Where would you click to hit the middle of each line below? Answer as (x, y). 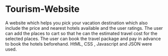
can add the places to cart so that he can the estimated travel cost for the (81, 33)
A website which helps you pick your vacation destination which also (76, 23)
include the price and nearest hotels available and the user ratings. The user (84, 28)
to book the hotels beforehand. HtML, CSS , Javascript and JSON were (79, 44)
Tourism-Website (42, 9)
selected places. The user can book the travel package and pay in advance (83, 39)
